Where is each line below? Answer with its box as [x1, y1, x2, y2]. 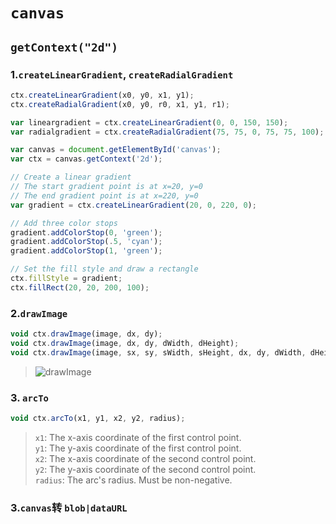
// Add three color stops [10, 218, 118, 228]
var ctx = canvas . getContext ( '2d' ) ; [10, 154, 163, 164]
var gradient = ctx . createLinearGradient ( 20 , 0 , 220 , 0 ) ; [10, 200, 257, 210]
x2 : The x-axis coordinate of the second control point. [34, 452, 257, 464]
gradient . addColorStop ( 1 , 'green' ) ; [10, 246, 163, 256]
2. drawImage [10, 306, 68, 320]
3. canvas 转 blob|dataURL [10, 500, 128, 514]
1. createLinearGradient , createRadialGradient [10, 67, 234, 81]
